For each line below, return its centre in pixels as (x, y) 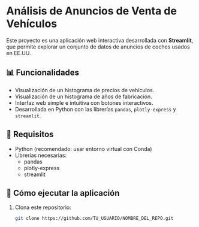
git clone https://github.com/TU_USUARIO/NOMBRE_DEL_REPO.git (94, 219)
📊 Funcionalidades (43, 73)
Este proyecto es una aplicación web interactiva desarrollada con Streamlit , (100, 40)
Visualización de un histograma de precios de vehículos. (85, 90)
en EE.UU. (19, 53)
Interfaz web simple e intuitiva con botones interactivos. (84, 102)
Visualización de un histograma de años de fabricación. (84, 96)
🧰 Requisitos (30, 134)
